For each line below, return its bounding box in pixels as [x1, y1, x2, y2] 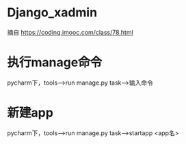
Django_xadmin [7, 5, 98, 20]
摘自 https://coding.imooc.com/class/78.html [7, 28, 133, 36]
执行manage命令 [7, 55, 103, 70]
